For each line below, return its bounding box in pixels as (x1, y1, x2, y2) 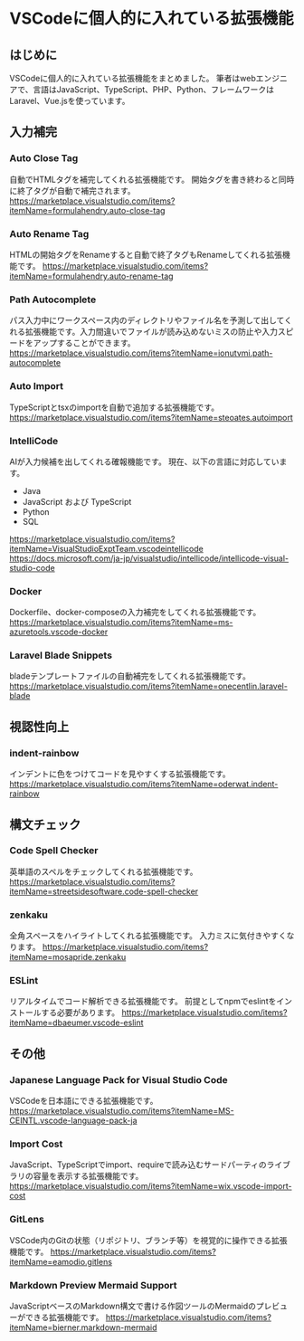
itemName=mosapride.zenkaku (9, 952, 127, 963)
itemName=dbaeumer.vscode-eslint (9, 1017, 144, 1028)
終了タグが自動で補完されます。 (16, 185, 136, 195)
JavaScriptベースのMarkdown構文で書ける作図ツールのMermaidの (9, 1300, 256, 1312)
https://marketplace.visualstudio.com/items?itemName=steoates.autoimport (9, 412, 294, 423)
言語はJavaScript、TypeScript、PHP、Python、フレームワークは (33, 84, 274, 95)
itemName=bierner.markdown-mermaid (9, 1322, 157, 1333)
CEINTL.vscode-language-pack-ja (9, 1115, 138, 1127)
